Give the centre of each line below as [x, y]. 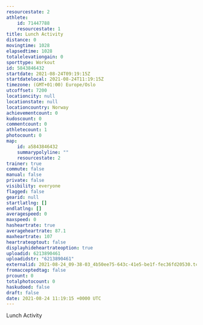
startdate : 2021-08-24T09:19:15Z [48, 74]
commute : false [25, 169]
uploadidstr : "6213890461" [40, 259]
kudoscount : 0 [24, 118]
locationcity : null [31, 96]
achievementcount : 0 [32, 113]
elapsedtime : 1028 [29, 51]
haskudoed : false [28, 287]
